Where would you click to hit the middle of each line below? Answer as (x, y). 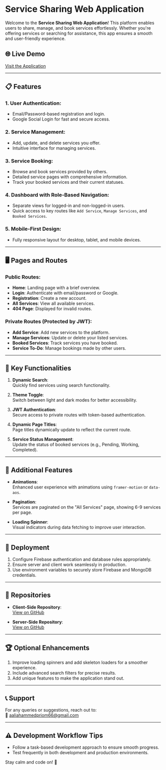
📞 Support (20, 698)
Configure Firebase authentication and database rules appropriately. (82, 560)
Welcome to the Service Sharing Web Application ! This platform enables (80, 23)
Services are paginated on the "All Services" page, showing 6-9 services (86, 507)
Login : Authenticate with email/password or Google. (65, 293)
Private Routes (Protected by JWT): (49, 322)
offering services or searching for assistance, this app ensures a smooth (79, 33)
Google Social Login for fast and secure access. (61, 119)
